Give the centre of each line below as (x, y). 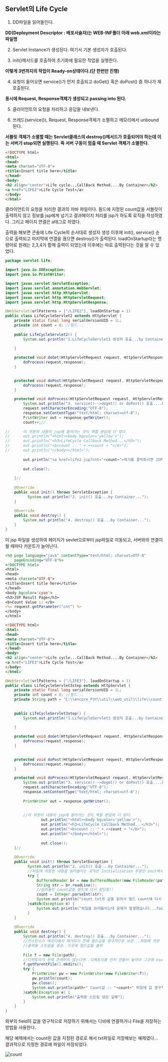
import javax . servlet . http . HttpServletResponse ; (57, 302)
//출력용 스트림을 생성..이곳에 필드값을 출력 (63, 946)
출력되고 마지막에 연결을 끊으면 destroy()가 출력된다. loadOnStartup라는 (85, 239)
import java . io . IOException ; (35, 270)
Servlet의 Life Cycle (36, 9)
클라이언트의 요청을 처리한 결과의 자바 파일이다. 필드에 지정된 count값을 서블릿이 (84, 209)
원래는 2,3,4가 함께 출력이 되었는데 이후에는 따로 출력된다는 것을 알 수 (86, 245)
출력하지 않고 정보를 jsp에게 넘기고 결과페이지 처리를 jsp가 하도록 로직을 (75, 216)
